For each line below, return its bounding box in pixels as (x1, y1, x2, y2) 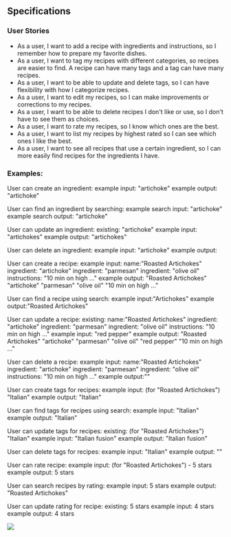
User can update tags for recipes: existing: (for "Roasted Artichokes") (7, 426, 204, 435)
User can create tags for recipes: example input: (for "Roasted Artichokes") (7, 385, 221, 394)
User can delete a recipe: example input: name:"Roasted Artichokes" (7, 358, 202, 366)
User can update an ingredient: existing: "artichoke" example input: (7, 225, 197, 233)
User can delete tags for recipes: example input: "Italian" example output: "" (7, 447, 223, 456)
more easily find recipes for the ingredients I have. (16, 151, 160, 160)
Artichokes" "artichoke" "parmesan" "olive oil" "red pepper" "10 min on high (7, 337, 223, 345)
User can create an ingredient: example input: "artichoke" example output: (7, 184, 218, 192)
